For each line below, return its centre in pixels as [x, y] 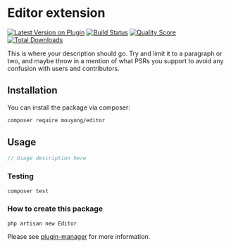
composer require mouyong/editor [56, 120]
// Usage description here [47, 158]
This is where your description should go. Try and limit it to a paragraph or [115, 53]
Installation [32, 90]
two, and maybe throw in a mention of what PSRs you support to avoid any [115, 60]
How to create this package [55, 209]
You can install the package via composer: [69, 107]
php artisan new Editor [42, 223]
